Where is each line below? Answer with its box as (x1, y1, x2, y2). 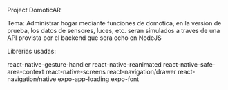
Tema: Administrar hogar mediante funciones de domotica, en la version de (7, 19, 222, 27)
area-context (7, 68, 44, 76)
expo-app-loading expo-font (57, 75, 140, 83)
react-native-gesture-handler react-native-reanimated (7, 60, 162, 68)
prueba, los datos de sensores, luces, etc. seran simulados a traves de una (7, 27, 220, 34)
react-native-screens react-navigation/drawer (45, 68, 177, 76)
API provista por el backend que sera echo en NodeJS (7, 34, 162, 42)
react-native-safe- (162, 60, 216, 68)
